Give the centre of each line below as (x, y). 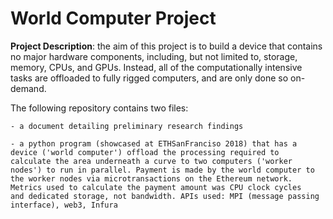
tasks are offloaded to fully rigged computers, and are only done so (149, 78)
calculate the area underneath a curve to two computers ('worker (151, 161)
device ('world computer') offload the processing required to (145, 152)
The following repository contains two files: (99, 108)
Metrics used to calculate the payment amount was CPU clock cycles (156, 187)
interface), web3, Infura (64, 205)
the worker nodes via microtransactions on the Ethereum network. (151, 178)
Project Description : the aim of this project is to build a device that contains (166, 46)
